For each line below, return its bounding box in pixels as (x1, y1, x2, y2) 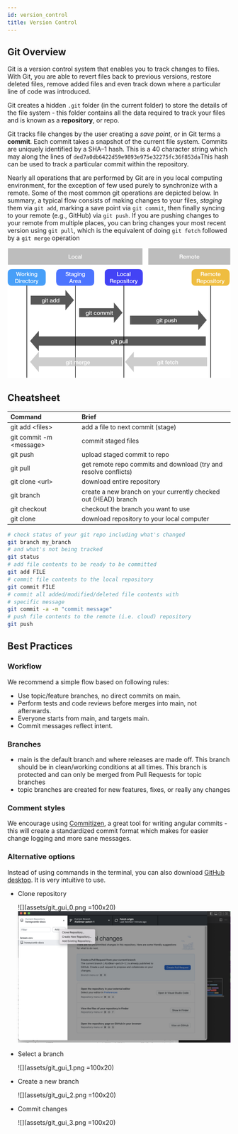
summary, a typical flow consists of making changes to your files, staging (7, 196, 222, 205)
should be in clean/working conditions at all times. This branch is (17, 763, 208, 771)
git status (7, 553, 40, 561)
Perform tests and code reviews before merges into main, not (17, 698, 197, 708)
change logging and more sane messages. (7, 834, 132, 843)
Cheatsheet (7, 392, 60, 404)
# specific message (7, 599, 65, 606)
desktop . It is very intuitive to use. (7, 875, 106, 884)
